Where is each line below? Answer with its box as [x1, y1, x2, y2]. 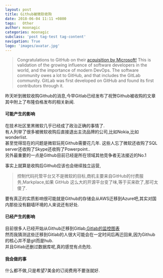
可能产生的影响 [5, 111, 35, 117]
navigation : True [5, 39, 41, 44]
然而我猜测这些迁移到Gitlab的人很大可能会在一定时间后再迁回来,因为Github [5, 232, 155, 238]
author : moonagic [5, 25, 41, 30]
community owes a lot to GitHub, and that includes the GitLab [17, 72, 141, 78]
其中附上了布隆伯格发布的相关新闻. [5, 99, 75, 105]
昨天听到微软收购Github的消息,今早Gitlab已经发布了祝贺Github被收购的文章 [5, 93, 156, 99]
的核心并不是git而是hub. [5, 238, 54, 244]
